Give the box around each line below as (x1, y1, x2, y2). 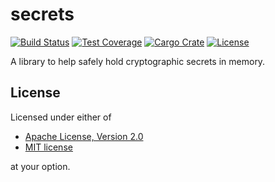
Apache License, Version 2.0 (24, 130, 144, 142)
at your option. (10, 160, 71, 172)
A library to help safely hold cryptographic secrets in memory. (10, 55, 266, 67)
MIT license (24, 141, 73, 153)
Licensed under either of (10, 111, 112, 123)
